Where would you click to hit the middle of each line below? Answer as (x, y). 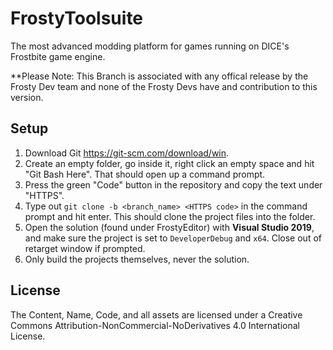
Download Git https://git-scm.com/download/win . (127, 153)
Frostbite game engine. (58, 56)
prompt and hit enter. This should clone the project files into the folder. (170, 216)
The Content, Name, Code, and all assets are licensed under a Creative (156, 314)
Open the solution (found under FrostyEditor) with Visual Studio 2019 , (169, 227)
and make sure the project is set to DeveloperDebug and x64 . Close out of (173, 238)
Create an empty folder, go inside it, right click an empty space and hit (169, 163)
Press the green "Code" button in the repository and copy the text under (173, 184)
